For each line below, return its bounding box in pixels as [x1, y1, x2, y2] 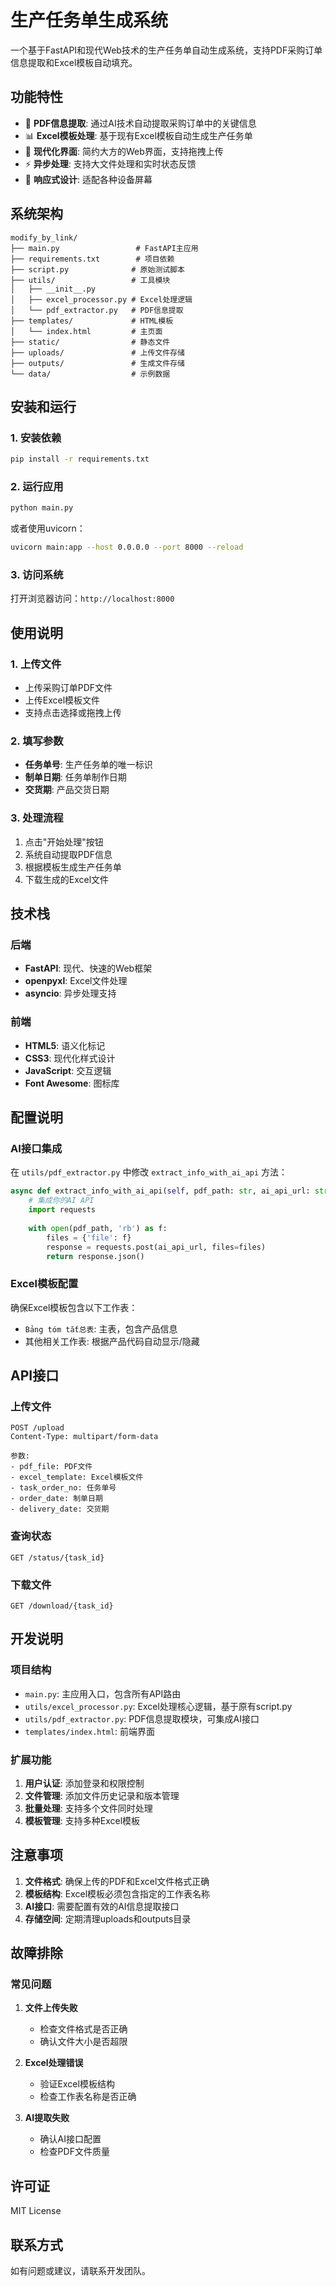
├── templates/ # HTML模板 [10, 316, 174, 326]
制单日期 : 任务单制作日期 [24, 771, 127, 783]
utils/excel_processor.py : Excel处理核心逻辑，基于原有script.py [24, 1700, 293, 1712]
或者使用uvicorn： [10, 522, 86, 535]
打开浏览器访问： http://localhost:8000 [10, 592, 175, 605]
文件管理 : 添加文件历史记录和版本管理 [24, 1789, 180, 1801]
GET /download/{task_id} [10, 1601, 114, 1611]
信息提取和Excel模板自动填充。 [10, 56, 138, 68]
